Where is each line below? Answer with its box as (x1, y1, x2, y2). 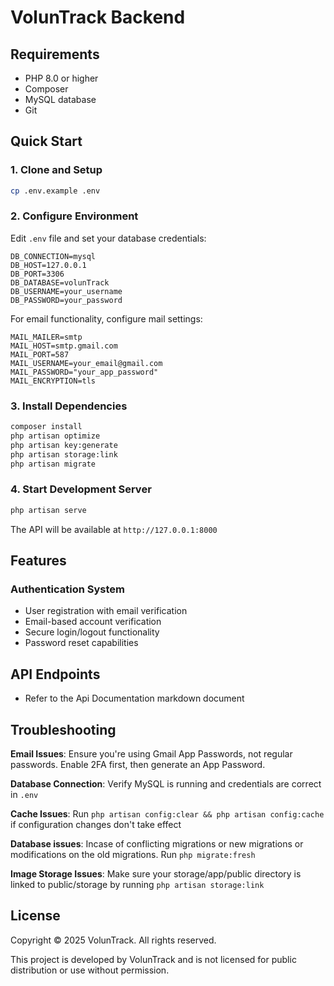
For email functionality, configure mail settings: (10, 312, 203, 325)
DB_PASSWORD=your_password (10, 295, 123, 305)
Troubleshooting (10, 721, 117, 738)
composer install (10, 422, 83, 432)
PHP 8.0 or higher (24, 72, 99, 84)
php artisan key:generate (10, 440, 118, 450)
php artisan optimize (10, 431, 101, 441)
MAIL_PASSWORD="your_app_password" (10, 367, 159, 377)
